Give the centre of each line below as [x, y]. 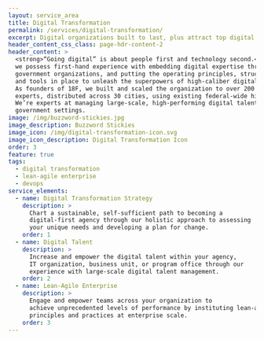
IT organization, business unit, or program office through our [136, 264]
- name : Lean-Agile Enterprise [66, 286]
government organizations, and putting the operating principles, [126, 74]
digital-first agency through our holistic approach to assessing [140, 220]
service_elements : [38, 191]
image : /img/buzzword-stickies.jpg [66, 118]
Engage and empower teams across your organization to [121, 300]
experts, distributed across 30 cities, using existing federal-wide [131, 96]
